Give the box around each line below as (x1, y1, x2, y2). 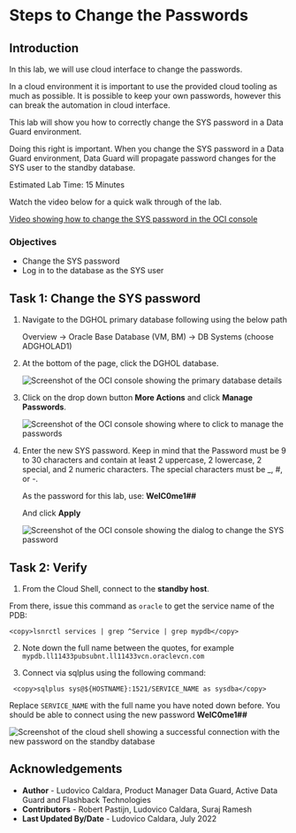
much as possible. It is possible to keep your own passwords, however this (9, 90, 281, 101)
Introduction (9, 41, 80, 56)
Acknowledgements (9, 761, 123, 776)
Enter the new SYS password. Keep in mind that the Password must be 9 (21, 446, 287, 456)
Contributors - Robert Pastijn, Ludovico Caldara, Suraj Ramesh (21, 804, 252, 814)
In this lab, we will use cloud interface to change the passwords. (9, 64, 243, 74)
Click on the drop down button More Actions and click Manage (21, 393, 254, 403)
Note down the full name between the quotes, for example (21, 642, 234, 653)
